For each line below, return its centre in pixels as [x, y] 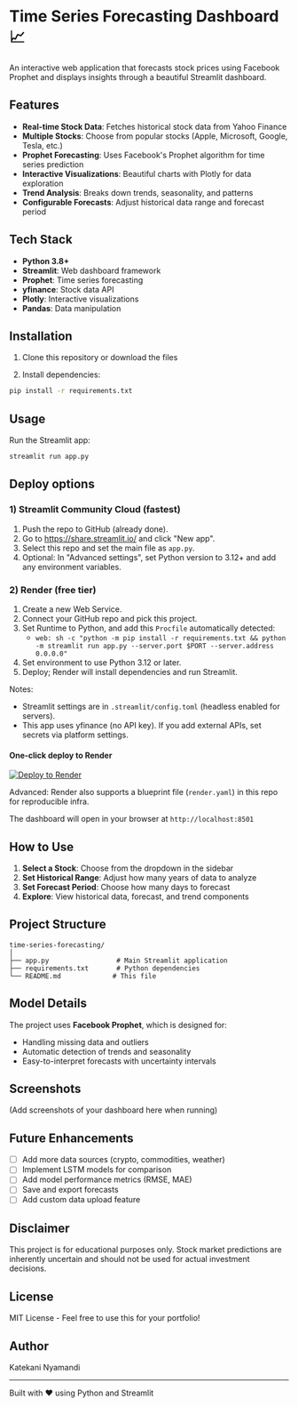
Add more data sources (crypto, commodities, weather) [124, 1160]
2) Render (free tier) [53, 590]
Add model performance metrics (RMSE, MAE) [107, 1179]
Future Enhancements [72, 1138]
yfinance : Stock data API [68, 289]
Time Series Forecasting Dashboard [144, 16]
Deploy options [52, 484]
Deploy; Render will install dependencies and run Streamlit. [129, 671]
